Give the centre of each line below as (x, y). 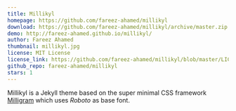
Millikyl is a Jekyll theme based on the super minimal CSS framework (107, 93)
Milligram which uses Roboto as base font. (68, 100)
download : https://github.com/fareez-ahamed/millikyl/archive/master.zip (118, 27)
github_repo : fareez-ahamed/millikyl (63, 66)
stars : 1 (20, 72)
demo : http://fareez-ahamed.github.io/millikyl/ (80, 33)
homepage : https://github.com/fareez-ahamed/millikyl (88, 20)
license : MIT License (39, 53)
